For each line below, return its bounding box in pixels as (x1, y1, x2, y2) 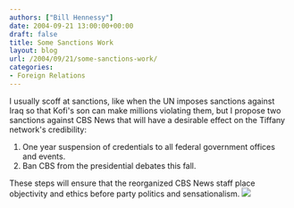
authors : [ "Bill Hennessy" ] (9, 12, 114, 22)
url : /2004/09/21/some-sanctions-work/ (9, 54, 158, 63)
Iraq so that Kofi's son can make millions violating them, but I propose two (9, 104, 281, 116)
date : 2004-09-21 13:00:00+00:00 (9, 21, 134, 30)
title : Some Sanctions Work (9, 37, 114, 47)
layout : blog (9, 46, 58, 55)
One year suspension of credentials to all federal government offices (21, 141, 275, 152)
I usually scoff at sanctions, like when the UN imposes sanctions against (9, 96, 275, 106)
